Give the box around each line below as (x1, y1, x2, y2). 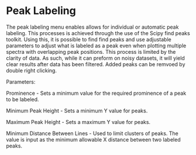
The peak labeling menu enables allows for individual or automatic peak (6, 23, 179, 30)
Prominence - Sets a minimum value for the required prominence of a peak (6, 89, 187, 97)
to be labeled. (6, 95, 39, 103)
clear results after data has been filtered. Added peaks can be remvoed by (6, 60, 185, 68)
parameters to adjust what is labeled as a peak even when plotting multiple (6, 42, 187, 49)
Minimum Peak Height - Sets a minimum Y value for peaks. (6, 107, 148, 114)
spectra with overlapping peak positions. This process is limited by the (6, 48, 176, 55)
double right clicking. (6, 67, 57, 74)
